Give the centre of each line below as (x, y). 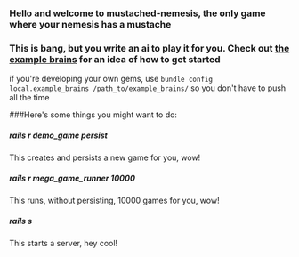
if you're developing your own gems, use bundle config (111, 79)
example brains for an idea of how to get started (115, 59)
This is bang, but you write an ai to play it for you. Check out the (149, 48)
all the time (29, 98)
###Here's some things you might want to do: (93, 115)
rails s (21, 221)
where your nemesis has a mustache (90, 24)
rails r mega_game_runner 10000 (73, 178)
